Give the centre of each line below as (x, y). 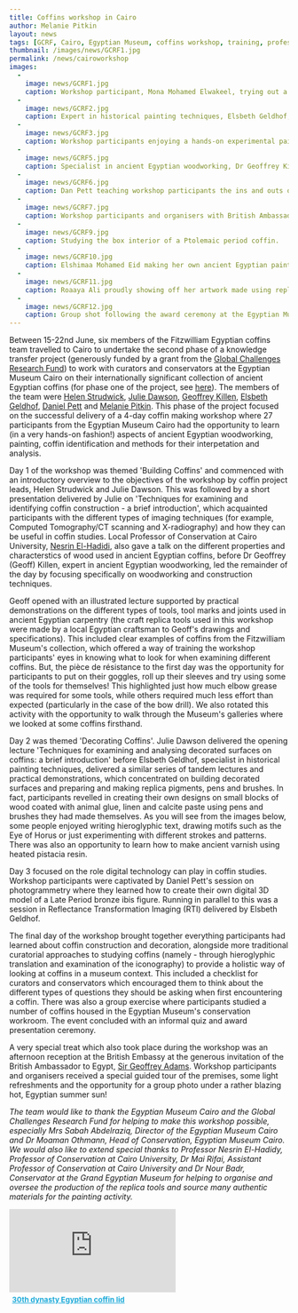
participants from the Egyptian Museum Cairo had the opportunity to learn (145, 425)
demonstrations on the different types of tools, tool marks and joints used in (148, 610)
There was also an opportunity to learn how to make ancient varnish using (145, 845)
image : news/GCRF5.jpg (67, 158)
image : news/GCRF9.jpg (67, 232)
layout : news (33, 34)
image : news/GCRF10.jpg (69, 257)
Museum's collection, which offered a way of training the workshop (132, 649)
